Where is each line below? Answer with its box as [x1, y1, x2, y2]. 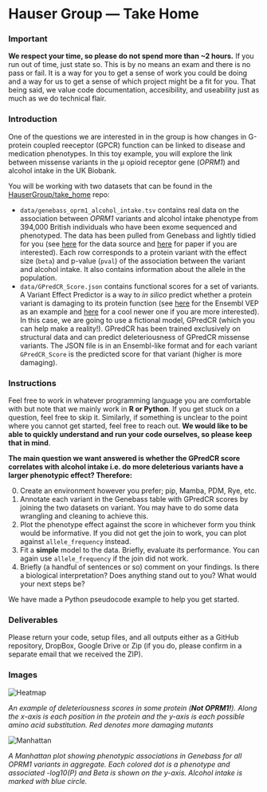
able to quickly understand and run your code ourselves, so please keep [8, 430, 253, 439]
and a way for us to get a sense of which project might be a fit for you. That [8, 77, 257, 86]
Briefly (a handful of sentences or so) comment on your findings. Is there [19, 562, 260, 572]
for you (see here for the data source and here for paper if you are [19, 238, 238, 248]
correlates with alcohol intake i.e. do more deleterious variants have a [8, 462, 244, 471]
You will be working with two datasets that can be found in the [8, 181, 213, 191]
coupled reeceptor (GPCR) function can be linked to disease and [33, 140, 245, 150]
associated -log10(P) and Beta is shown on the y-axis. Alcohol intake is [8, 767, 243, 778]
